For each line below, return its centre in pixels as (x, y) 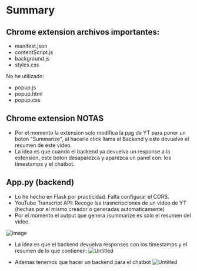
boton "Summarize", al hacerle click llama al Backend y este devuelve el (102, 139)
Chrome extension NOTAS (55, 118)
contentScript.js (34, 52)
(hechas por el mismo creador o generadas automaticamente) (90, 209)
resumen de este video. (43, 145)
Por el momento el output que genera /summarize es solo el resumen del (103, 215)
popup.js (25, 88)
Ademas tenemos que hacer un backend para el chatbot (83, 262)
